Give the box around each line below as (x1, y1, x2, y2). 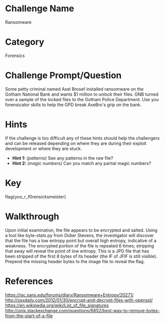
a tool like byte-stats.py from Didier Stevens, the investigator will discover (5, 232, 154, 238)
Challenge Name (5, 3, 75, 14)
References (5, 275, 53, 287)
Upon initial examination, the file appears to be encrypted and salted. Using (5, 227, 158, 233)
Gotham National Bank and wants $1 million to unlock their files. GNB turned (5, 91, 159, 97)
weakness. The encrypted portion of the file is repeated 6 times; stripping (5, 242, 155, 248)
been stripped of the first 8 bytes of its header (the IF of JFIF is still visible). (5, 253, 158, 259)
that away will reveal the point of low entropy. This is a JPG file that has (5, 248, 149, 254)
